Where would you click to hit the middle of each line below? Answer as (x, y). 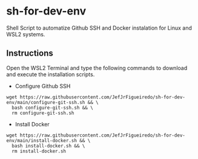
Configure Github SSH (43, 86)
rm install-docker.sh (39, 151)
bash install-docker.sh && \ (48, 146)
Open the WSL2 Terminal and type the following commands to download (97, 68)
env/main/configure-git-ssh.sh (46, 102)
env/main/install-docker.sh (42, 140)
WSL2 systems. (26, 34)
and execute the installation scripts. (51, 74)
